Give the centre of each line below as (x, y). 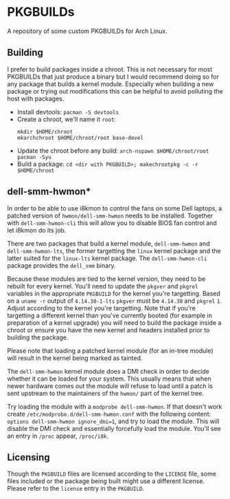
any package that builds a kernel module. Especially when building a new (111, 84)
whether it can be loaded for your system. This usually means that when (109, 379)
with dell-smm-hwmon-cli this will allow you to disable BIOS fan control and (112, 223)
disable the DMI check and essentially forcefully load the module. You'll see (114, 428)
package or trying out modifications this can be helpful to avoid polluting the (115, 91)
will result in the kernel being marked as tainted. (75, 358)
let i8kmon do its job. (37, 230)
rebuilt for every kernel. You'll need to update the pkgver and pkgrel (103, 286)
